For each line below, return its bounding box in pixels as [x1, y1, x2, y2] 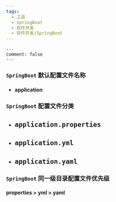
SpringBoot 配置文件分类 [6, 102, 74, 110]
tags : [6, 8, 19, 15]
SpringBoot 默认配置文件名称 [6, 71, 86, 80]
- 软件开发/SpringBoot [11, 30, 63, 36]
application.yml [14, 139, 74, 147]
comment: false [6, 52, 43, 57]
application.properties [14, 120, 101, 129]
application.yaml [14, 157, 78, 166]
